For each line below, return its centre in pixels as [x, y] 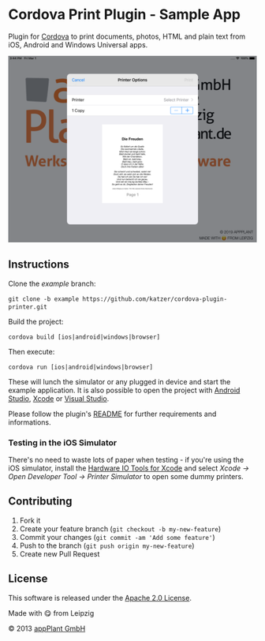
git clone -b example [44, 299]
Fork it [30, 520]
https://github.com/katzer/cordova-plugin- [155, 299]
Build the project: [36, 321]
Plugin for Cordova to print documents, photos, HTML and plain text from [127, 36]
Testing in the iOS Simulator [63, 442]
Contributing [40, 502]
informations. [30, 422]
